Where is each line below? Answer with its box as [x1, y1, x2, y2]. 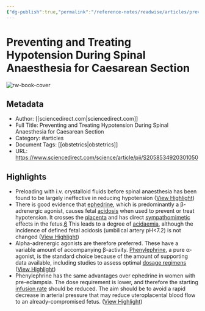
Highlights [6, 171, 47, 182]
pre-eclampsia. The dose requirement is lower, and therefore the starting [15, 279, 198, 286]
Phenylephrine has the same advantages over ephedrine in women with [15, 272, 196, 279]
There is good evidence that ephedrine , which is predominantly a [15, 201, 179, 208]
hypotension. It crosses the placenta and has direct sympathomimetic [15, 214, 191, 221]
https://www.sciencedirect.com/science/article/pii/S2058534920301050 [15, 154, 198, 162]
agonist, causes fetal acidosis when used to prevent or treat [43, 207, 195, 215]
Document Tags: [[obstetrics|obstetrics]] [15, 141, 118, 148]
